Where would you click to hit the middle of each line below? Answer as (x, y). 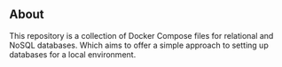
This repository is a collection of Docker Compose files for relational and (141, 35)
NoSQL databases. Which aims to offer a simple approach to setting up (139, 45)
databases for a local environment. (73, 54)
